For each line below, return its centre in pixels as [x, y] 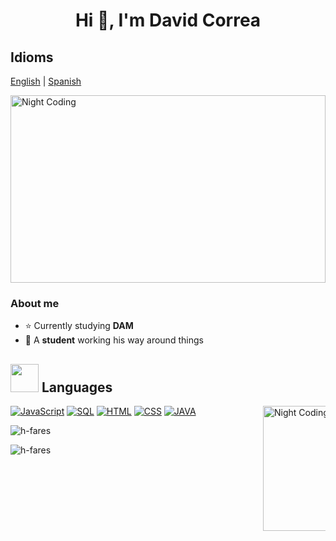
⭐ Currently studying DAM [79, 326]
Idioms [32, 57]
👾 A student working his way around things [114, 340]
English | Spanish [46, 81]
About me [35, 303]
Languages [77, 387]
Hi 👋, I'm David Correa [168, 20]
